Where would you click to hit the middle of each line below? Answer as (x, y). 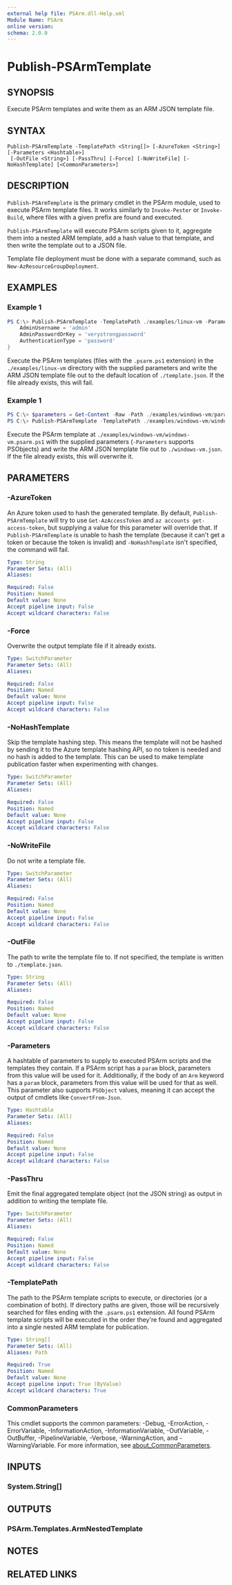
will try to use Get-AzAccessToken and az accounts (119, 520)
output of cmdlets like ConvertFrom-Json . (65, 1097)
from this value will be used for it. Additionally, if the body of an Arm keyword (116, 1075)
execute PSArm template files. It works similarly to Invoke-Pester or (103, 210)
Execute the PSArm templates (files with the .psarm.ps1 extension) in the (110, 361)
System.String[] (35, 1487)
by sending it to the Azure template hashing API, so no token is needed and (114, 749)
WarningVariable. (32, 1445)
